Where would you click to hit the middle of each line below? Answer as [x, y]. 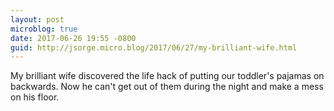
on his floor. [35, 97]
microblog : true [44, 29]
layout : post [37, 19]
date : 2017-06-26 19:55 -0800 [73, 38]
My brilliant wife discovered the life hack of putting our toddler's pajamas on [167, 76]
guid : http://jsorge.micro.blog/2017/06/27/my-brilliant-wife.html [154, 47]
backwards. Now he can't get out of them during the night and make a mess [167, 87]
